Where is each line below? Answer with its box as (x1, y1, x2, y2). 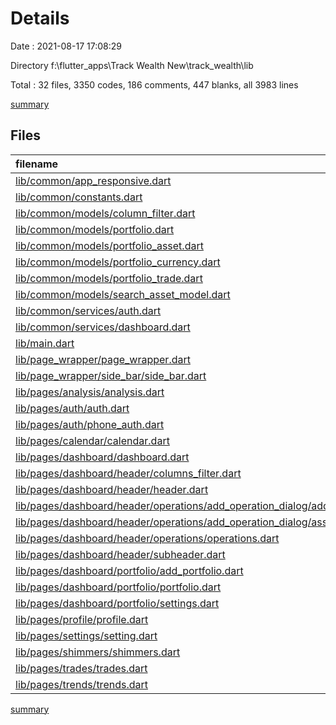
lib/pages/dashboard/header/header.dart (15, 482, 209, 496)
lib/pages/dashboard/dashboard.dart (15, 450, 190, 464)
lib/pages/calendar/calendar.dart (15, 433, 170, 447)
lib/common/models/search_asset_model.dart (15, 287, 231, 301)
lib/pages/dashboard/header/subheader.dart (15, 547, 226, 561)
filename (15, 157, 59, 171)
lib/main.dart (15, 336, 75, 350)
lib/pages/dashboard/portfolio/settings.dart (15, 596, 220, 610)
